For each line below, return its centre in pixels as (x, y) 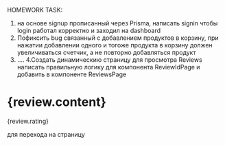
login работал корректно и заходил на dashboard (89, 31)
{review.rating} (28, 121)
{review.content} (57, 102)
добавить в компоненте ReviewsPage (72, 74)
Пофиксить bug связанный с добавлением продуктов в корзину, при (118, 38)
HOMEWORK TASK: (35, 10)
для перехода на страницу (46, 134)
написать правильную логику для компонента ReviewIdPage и (108, 67)
